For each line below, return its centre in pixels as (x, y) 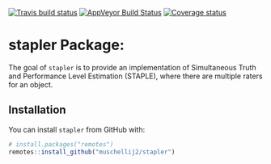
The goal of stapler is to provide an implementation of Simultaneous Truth (132, 67)
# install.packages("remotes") (61, 144)
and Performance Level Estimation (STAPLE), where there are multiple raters (135, 76)
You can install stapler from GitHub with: (77, 129)
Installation (37, 110)
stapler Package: (67, 45)
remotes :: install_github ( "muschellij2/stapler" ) (92, 152)
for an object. (31, 84)
